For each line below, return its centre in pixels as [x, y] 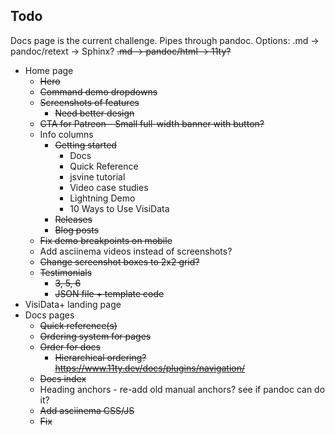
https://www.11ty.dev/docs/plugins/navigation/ [150, 368]
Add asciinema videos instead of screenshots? [136, 251]
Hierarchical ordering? [100, 357]
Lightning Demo [102, 198]
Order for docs [70, 346]
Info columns [66, 134]
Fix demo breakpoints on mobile [106, 240]
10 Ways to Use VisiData [119, 208]
